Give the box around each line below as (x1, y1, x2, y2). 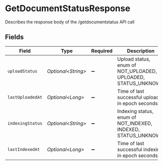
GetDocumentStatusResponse (5, 3, 130, 14)
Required (91, 47, 113, 54)
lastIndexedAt (7, 147, 40, 152)
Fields (5, 33, 24, 41)
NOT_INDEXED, (117, 120, 153, 127)
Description (127, 47, 155, 54)
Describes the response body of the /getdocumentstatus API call (5, 19, 135, 25)
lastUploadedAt (7, 94, 43, 100)
